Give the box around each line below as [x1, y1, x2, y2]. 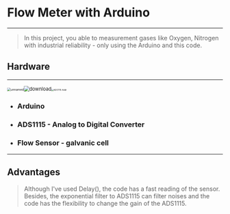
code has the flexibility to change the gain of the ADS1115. [23, 199, 187, 207]
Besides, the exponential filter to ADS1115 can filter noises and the [23, 191, 210, 200]
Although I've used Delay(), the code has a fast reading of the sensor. [23, 185, 220, 193]
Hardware [7, 61, 50, 72]
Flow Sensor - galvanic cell [16, 138, 110, 148]
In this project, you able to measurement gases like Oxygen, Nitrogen [23, 34, 219, 42]
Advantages [7, 166, 60, 178]
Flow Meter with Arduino [7, 5, 151, 21]
